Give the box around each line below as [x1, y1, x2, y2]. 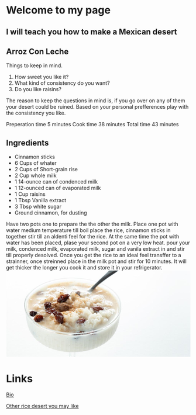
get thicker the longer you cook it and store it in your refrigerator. [6, 264, 163, 271]
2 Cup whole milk [14, 172, 57, 179]
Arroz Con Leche [6, 46, 69, 56]
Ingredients [6, 138, 49, 148]
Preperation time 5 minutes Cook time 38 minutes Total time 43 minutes [6, 121, 179, 128]
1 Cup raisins [14, 191, 46, 198]
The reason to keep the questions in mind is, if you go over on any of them [6, 97, 185, 104]
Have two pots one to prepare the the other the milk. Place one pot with [6, 220, 178, 228]
